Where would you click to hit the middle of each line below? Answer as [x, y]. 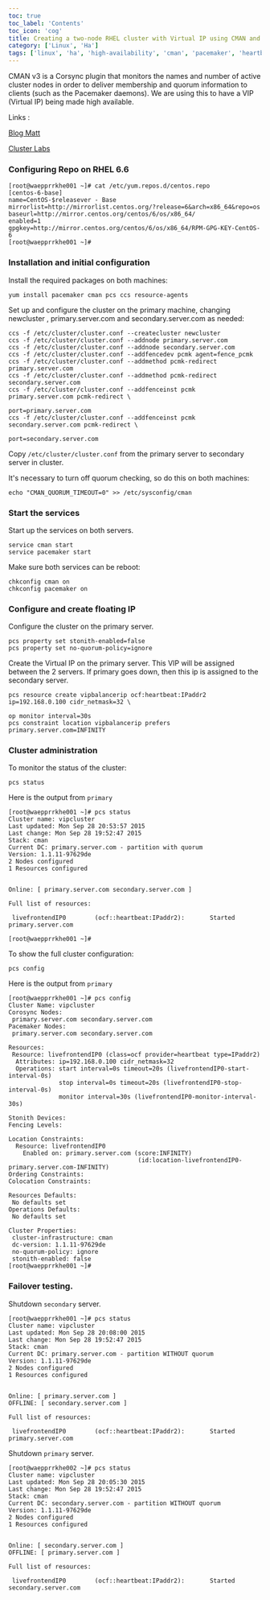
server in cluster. [36, 462]
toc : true [25, 16]
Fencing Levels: [35, 1125]
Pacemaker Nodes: [37, 1027]
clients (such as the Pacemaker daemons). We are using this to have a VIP [131, 93]
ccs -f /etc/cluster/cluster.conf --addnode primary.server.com [118, 340]
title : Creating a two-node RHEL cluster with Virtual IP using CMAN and [135, 38]
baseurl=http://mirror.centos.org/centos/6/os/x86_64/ [102, 214]
